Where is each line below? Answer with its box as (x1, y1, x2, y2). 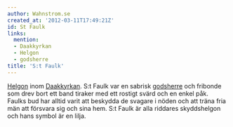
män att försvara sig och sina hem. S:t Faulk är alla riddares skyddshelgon (7, 104, 221, 112)
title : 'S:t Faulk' (7, 62, 65, 69)
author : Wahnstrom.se (7, 10, 71, 18)
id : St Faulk (7, 23, 46, 30)
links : (7, 29, 27, 37)
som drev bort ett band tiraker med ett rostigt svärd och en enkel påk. (7, 89, 208, 98)
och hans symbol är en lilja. (7, 112, 86, 120)
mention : (13, 36, 39, 44)
